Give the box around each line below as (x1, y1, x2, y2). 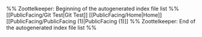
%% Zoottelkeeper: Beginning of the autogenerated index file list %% (6, 5, 180, 12)
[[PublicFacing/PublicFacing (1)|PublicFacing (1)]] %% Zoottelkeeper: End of (6, 18, 196, 24)
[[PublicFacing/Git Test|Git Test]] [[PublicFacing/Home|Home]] (6, 11, 162, 18)
